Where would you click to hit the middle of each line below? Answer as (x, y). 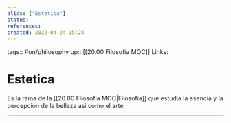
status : (18, 20)
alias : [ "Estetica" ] (37, 13)
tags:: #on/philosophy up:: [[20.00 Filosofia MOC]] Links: (88, 52)
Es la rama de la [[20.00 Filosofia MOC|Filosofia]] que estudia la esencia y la (115, 98)
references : (24, 26)
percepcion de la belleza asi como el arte (65, 106)
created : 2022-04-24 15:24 (46, 32)
